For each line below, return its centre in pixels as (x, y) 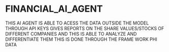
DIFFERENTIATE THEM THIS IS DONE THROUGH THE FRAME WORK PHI (81, 39)
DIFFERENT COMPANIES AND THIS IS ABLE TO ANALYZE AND (71, 34)
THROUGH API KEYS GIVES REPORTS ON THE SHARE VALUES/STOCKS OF (85, 28)
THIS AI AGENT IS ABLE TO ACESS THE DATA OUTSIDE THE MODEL (77, 23)
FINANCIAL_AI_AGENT (54, 9)
